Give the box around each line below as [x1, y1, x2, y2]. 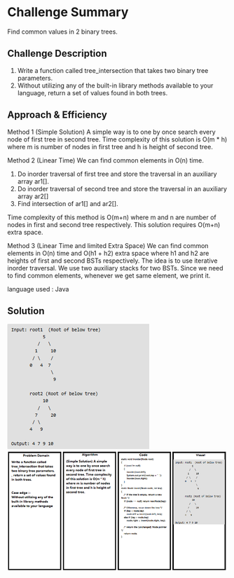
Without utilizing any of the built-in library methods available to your [17, 81, 214, 90]
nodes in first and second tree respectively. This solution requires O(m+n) [7, 220, 221, 228]
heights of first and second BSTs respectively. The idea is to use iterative [7, 256, 218, 265]
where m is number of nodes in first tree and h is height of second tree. [7, 142, 214, 151]
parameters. [17, 74, 53, 82]
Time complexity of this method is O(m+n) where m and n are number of [7, 213, 217, 221]
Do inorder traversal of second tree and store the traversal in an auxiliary [17, 184, 228, 193]
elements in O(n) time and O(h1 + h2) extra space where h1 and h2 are [7, 249, 209, 257]
